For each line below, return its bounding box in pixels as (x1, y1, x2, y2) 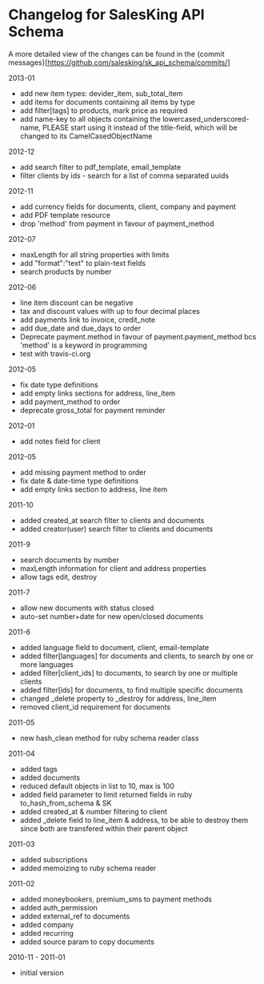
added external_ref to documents (19, 911, 130, 921)
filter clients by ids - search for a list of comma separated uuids (19, 171, 230, 180)
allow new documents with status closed (19, 603, 154, 612)
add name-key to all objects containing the (19, 114, 162, 123)
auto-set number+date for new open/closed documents (19, 611, 204, 621)
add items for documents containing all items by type (19, 97, 196, 106)
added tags (19, 764, 58, 773)
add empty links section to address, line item (19, 484, 168, 494)
